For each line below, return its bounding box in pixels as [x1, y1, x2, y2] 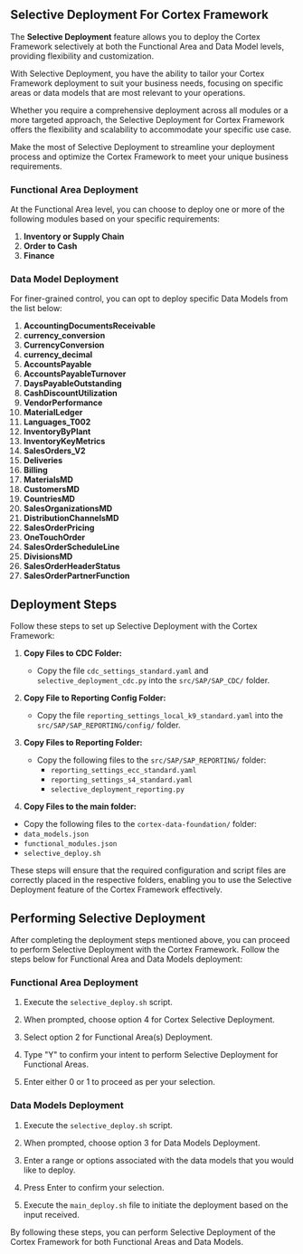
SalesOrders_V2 [23, 445, 86, 456]
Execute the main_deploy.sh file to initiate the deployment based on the [23, 1199, 289, 1211]
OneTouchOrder [23, 532, 86, 543]
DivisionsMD [23, 551, 73, 562]
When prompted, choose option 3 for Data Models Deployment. [23, 1137, 260, 1148]
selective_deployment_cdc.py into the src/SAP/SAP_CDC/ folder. [36, 675, 270, 686]
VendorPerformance [23, 397, 103, 408]
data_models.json [23, 830, 90, 840]
